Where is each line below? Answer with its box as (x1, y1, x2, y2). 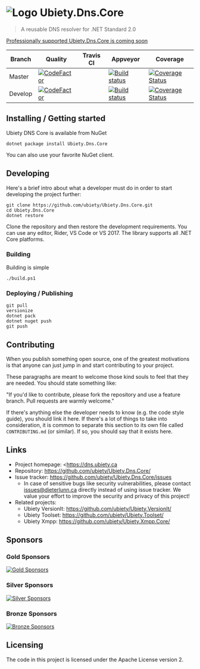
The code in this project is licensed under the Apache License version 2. (6, 656, 183, 663)
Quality (45, 55, 67, 63)
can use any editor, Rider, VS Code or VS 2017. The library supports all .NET (6, 229, 192, 236)
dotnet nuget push (6, 318, 52, 324)
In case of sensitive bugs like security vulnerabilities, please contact (23, 479, 191, 487)
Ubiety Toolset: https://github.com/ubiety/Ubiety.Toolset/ (23, 511, 164, 519)
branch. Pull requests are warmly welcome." (6, 397, 114, 404)
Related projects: (14, 498, 57, 505)
